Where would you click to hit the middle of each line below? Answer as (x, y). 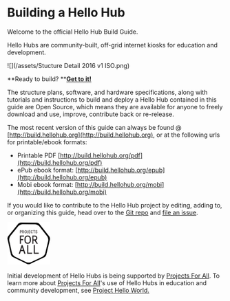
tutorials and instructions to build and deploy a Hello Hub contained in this (112, 99)
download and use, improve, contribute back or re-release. (91, 114)
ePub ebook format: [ (47, 170)
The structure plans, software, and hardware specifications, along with (107, 92)
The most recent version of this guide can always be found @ (94, 127)
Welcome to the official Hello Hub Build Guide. (73, 32)
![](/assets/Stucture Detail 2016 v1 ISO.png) (68, 65)
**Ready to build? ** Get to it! (49, 79)
